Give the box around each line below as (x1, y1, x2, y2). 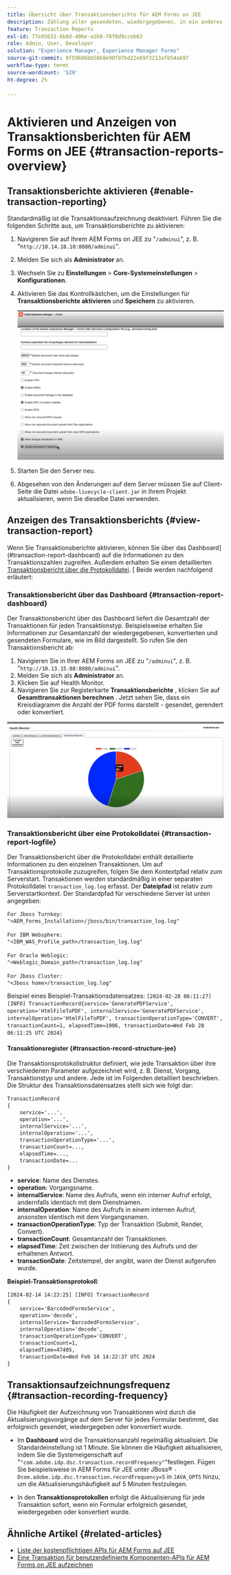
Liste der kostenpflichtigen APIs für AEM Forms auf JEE (16, 1546, 175, 1554)
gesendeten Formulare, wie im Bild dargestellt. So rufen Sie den (7, 636, 188, 645)
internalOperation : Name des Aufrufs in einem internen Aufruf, (16, 1206, 196, 1214)
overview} (7, 158, 67, 173)
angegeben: (7, 897, 41, 905)
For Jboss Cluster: (7, 973, 63, 980)
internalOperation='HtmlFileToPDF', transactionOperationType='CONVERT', (7, 1015, 223, 1022)
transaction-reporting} (7, 196, 107, 208)
